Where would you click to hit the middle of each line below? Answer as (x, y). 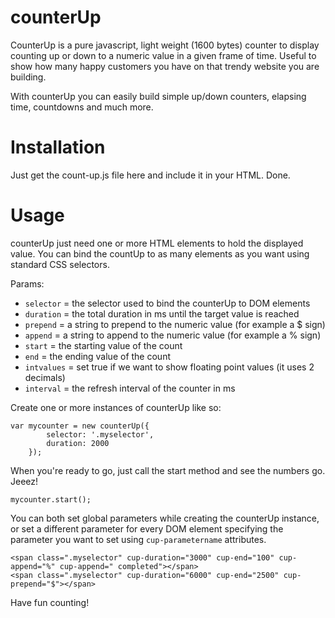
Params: (27, 283)
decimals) (45, 377)
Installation (58, 147)
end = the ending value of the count (97, 356)
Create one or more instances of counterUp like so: (116, 407)
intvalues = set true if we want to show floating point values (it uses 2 (169, 367)
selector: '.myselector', (100, 434)
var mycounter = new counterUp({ (80, 426)
